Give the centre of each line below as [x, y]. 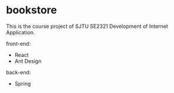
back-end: [18, 72]
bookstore [32, 10]
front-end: [18, 44]
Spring [23, 83]
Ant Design [28, 61]
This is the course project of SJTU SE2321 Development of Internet [87, 26]
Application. [21, 32]
